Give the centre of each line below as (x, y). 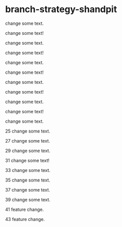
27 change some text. (28, 141)
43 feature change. (25, 219)
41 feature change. (25, 209)
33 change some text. (28, 170)
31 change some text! (27, 160)
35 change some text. (28, 180)
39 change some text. (28, 199)
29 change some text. (28, 151)
